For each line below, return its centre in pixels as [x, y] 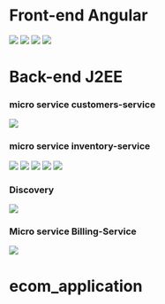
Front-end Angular [79, 16]
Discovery [32, 190]
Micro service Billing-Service [73, 231]
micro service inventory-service [80, 146]
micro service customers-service [82, 105]
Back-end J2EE [66, 77]
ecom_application [76, 286]
